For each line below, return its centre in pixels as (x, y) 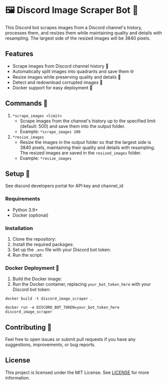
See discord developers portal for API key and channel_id (64, 186)
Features (19, 54)
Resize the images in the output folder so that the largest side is (85, 142)
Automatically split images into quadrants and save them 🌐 (73, 71)
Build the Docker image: (37, 279)
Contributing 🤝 (28, 327)
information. (18, 377)
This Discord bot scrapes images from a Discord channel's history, (74, 27)
